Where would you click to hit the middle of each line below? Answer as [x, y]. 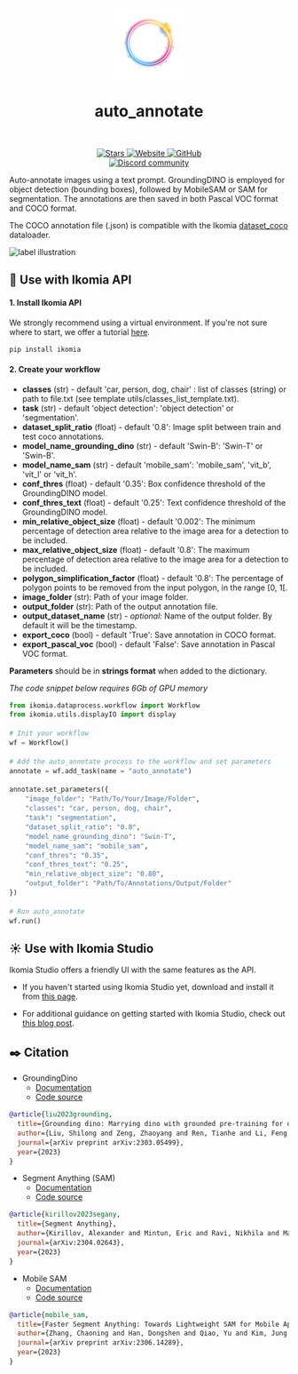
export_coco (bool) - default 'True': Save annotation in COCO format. [149, 635]
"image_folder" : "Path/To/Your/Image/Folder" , [113, 799]
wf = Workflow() [39, 743]
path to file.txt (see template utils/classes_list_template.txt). [130, 398]
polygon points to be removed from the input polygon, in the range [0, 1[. [155, 587]
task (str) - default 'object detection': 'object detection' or [128, 408]
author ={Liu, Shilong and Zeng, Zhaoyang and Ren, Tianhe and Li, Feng [153, 1133]
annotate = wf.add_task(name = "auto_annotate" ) [101, 771]
